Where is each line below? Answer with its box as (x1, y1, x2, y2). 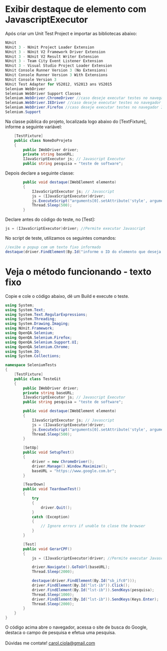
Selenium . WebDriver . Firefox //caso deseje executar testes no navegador (5, 105, 159, 110)
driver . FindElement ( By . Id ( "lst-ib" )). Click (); (31, 583, 130, 588)
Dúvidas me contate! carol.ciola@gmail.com (5, 640, 95, 646)
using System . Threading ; (5, 317, 57, 322)
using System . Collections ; (5, 354, 61, 359)
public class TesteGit (14, 376, 61, 381)
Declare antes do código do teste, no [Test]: (5, 216, 95, 222)
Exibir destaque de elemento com (5, 3, 147, 15)
